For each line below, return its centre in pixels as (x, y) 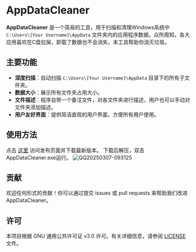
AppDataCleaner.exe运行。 (39, 157)
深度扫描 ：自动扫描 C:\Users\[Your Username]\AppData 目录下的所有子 (99, 78)
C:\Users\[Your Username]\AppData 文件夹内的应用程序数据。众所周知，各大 (98, 34)
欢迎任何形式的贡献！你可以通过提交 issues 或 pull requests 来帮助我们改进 (97, 193)
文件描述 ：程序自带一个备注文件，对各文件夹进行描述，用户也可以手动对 (102, 100)
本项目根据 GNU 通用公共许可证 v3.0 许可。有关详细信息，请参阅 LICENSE (96, 236)
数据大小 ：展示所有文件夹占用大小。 (59, 92)
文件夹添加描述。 (35, 107)
